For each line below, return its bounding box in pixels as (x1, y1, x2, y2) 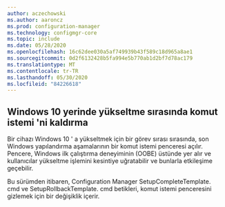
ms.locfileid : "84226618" (7, 80, 81, 87)
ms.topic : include (7, 36, 60, 43)
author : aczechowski (7, 10, 67, 17)
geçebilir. (7, 164, 34, 173)
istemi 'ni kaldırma (7, 116, 88, 128)
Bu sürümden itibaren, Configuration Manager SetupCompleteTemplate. (7, 177, 211, 186)
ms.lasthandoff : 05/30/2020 (7, 74, 88, 81)
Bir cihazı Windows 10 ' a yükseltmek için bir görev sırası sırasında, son (7, 135, 209, 143)
